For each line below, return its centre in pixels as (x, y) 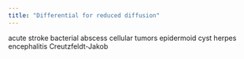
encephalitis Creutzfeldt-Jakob (58, 46)
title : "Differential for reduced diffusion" (84, 15)
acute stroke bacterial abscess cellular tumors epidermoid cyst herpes (122, 38)
